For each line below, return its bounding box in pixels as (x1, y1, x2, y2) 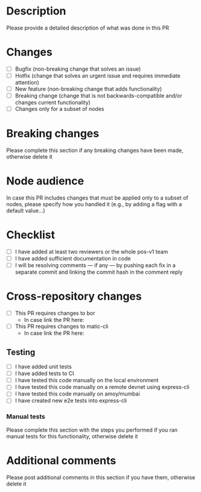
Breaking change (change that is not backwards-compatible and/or (14, 92, 182, 99)
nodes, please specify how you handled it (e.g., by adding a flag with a (6, 201, 182, 208)
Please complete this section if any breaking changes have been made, (6, 147, 183, 154)
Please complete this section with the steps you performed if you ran (6, 426, 178, 434)
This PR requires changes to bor (14, 309, 95, 317)
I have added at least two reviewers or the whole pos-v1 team (14, 248, 168, 255)
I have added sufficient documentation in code (14, 255, 131, 262)
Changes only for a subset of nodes (14, 106, 104, 113)
